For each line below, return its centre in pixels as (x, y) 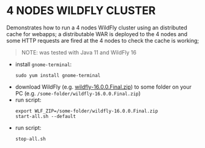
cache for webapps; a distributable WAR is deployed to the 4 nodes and (97, 34)
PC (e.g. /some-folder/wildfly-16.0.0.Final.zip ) (78, 93)
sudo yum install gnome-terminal (58, 75)
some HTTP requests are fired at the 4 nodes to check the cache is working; (103, 40)
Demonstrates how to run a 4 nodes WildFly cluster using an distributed (97, 28)
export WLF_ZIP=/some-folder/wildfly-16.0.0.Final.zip (87, 111)
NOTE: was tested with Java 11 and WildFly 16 (79, 52)
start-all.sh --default (46, 116)
